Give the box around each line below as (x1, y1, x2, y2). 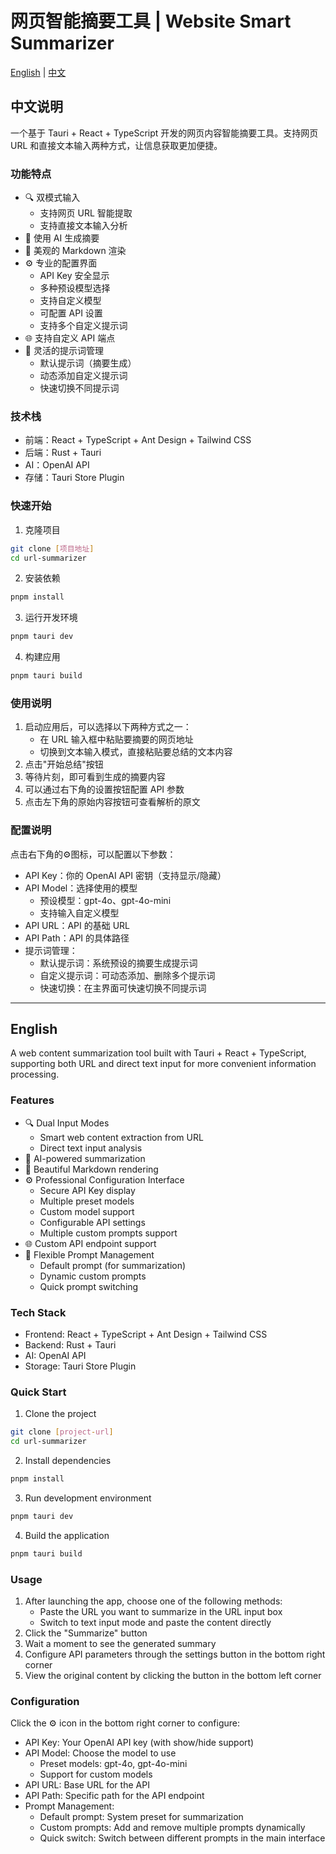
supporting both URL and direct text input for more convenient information (10, 1058, 317, 1070)
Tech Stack (10, 1305, 67, 1319)
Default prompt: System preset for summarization (39, 1811, 244, 1823)
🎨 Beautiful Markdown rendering (24, 1163, 159, 1175)
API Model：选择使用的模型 (24, 882, 138, 894)
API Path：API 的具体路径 (24, 932, 130, 944)
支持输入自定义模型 (39, 907, 120, 919)
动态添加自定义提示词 (39, 370, 128, 382)
